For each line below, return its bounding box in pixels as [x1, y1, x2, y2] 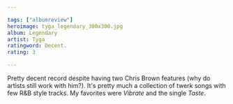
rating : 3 [7, 49, 36, 56]
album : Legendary [7, 29, 58, 36]
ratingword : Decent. [7, 43, 68, 50]
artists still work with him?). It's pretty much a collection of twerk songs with [7, 82, 227, 89]
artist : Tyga [7, 36, 45, 43]
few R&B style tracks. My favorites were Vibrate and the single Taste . [7, 89, 206, 97]
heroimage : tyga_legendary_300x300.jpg [7, 22, 123, 30]
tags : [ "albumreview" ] [7, 16, 73, 23]
